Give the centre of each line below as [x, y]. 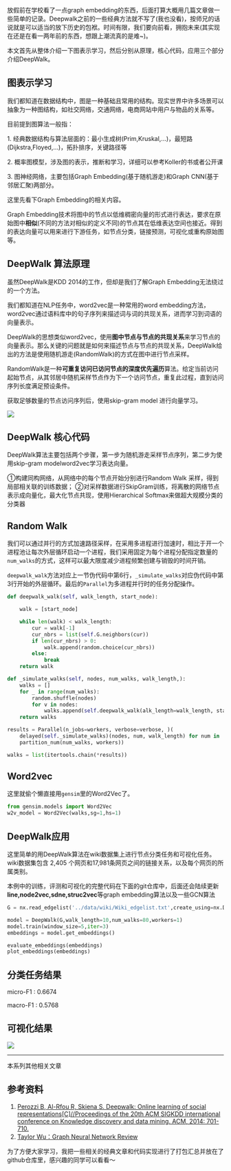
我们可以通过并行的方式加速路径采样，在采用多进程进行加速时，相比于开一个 [115, 544]
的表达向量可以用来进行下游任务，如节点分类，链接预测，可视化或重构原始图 [115, 231]
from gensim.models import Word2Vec [59, 807]
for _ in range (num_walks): [59, 691]
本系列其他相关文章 [34, 1066]
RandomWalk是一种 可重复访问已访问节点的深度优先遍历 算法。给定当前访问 [113, 368]
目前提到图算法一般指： [40, 124]
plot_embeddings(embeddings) [49, 952]
